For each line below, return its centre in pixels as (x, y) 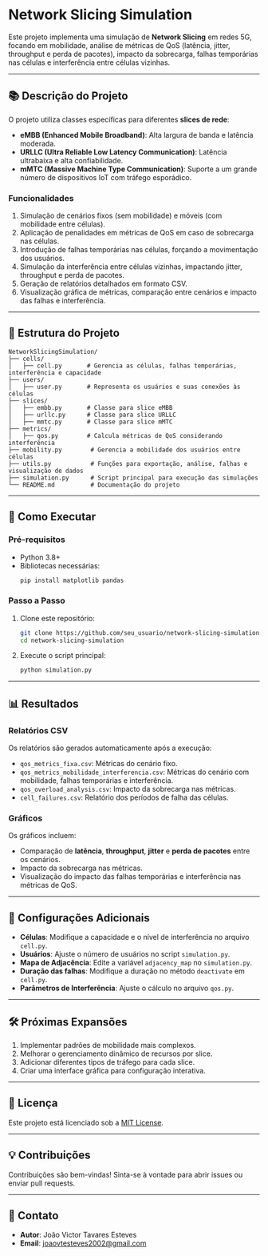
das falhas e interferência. (63, 301)
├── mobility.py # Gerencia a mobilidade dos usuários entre (124, 450)
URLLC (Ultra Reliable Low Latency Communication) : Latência (123, 152)
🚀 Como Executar (52, 517)
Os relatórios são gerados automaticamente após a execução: (110, 748)
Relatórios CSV (38, 730)
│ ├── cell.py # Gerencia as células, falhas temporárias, (123, 366)
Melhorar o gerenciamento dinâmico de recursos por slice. (116, 1053)
